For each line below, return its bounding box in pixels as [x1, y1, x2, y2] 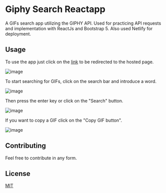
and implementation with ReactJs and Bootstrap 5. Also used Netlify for [5, 25, 153, 31]
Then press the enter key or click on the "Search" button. [5, 98, 124, 104]
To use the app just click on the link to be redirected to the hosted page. [5, 59, 154, 65]
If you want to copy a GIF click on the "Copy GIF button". [5, 117, 122, 123]
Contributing [5, 142, 46, 150]
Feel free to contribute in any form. [5, 155, 77, 161]
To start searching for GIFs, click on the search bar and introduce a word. [5, 78, 157, 84]
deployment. [5, 31, 31, 37]
